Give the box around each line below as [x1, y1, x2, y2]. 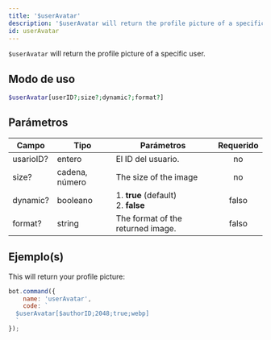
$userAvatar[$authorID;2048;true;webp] [15, 309, 150, 318]
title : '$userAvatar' [8, 11, 81, 20]
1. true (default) [115, 189, 177, 201]
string [56, 218, 79, 229]
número [56, 176, 87, 188]
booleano [56, 194, 93, 205]
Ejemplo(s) [8, 251, 65, 264]
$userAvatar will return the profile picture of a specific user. [8, 49, 206, 59]
